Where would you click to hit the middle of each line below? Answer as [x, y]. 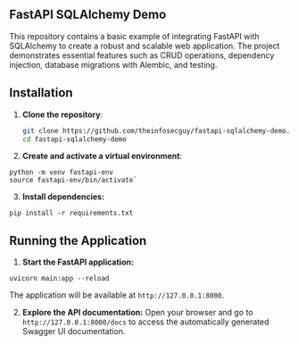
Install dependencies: [63, 197]
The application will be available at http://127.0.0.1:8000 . [117, 295]
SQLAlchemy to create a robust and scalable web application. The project [145, 46]
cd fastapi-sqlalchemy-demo [74, 139]
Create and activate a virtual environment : [102, 156]
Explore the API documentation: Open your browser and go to [137, 313]
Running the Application [78, 240]
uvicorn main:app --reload [59, 279]
